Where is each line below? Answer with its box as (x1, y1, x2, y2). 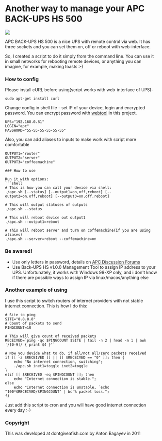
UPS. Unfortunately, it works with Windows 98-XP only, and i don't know (12, 269, 157, 275)
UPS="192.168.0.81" (5, 120, 45, 124)
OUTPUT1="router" (5, 151, 40, 156)
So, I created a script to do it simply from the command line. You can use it (5, 53, 154, 59)
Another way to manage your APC (5, 3, 145, 14)
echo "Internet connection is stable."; (14, 376, 97, 381)
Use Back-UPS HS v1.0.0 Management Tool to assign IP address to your (12, 264, 156, 270)
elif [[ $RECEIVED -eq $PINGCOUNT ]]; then (5, 372, 95, 377)
